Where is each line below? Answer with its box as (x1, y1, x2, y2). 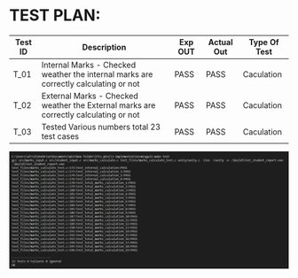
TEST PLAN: (9, 5, 101, 26)
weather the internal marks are (41, 68, 153, 80)
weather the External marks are (41, 99, 156, 111)
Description (82, 42, 127, 52)
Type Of (248, 37, 279, 48)
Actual (208, 37, 233, 48)
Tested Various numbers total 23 (41, 121, 161, 133)
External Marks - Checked (41, 90, 139, 101)
